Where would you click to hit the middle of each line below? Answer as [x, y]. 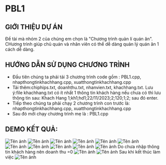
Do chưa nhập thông [138, 146]
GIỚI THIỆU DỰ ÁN [34, 27]
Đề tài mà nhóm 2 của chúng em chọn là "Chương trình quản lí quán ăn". [79, 39]
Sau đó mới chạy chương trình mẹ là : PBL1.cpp [60, 113]
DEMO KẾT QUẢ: [31, 129]
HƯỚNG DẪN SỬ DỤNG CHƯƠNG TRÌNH [67, 65]
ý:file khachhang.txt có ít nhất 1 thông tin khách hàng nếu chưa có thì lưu [86, 93]
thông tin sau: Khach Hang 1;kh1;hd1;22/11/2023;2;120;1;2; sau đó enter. [85, 98]
